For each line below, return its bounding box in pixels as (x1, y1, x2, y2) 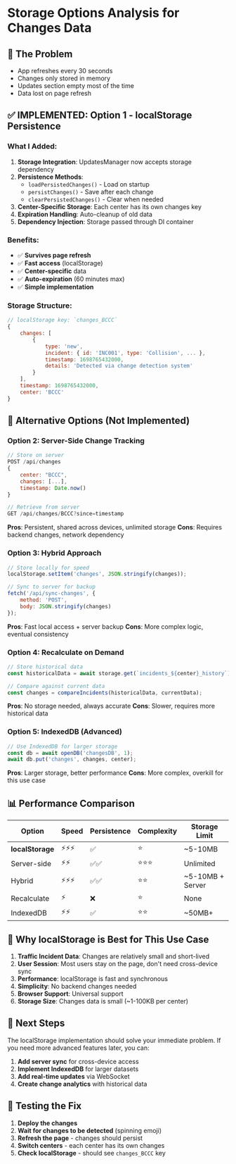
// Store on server (7, 452, 65, 459)
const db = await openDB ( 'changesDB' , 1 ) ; (7, 749, 133, 756)
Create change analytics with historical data (17, 1079, 147, 1088)
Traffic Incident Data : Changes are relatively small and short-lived (17, 952, 209, 960)
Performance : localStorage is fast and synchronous (17, 974, 169, 983)
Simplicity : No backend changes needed (17, 982, 137, 990)
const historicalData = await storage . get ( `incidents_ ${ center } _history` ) (7, 670, 231, 677)
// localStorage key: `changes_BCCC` (7, 317, 118, 324)
